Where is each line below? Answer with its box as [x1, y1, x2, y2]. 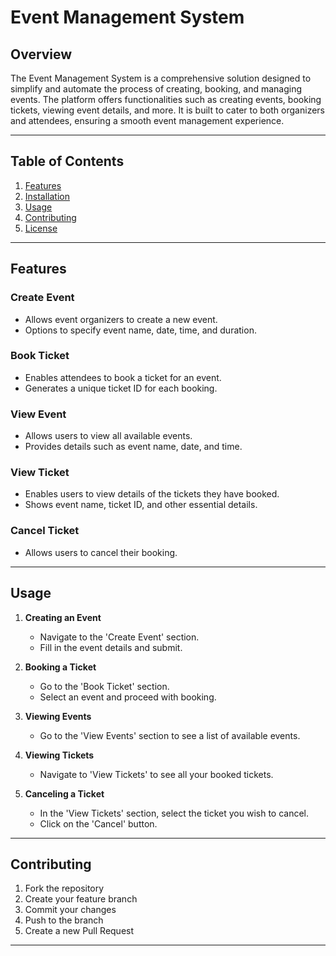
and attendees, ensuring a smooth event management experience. [10, 115, 285, 126]
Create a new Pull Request [24, 925, 135, 937]
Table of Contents [10, 153, 125, 170]
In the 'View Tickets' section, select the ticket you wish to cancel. [39, 807, 310, 819]
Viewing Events [24, 710, 92, 722]
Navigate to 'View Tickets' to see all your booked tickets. [39, 768, 274, 780]
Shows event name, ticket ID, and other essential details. [24, 499, 258, 511]
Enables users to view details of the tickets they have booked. [24, 488, 280, 500]
